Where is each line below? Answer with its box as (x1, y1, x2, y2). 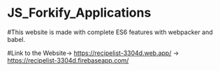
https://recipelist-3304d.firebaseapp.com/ (7, 56, 129, 64)
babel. (7, 35, 26, 43)
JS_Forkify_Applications (7, 5, 152, 21)
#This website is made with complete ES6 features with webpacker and (7, 28, 213, 36)
